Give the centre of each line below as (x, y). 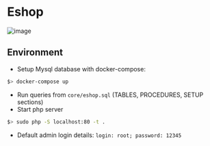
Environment (35, 52)
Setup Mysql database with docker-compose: (81, 69)
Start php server (40, 109)
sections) (30, 102)
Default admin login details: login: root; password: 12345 (99, 135)
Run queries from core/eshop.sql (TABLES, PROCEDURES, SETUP (110, 95)
